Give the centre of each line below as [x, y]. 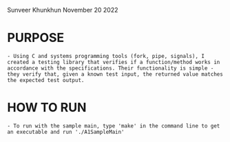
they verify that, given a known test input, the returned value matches [115, 74]
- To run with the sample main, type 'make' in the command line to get [114, 126]
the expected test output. [46, 80]
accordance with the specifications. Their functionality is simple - [111, 68]
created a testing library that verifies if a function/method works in [114, 62]
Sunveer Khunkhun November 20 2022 [63, 10]
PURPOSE [36, 38]
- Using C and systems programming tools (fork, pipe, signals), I [106, 56]
